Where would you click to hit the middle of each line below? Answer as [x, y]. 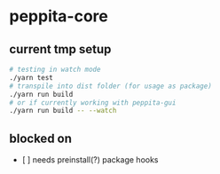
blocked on [41, 138]
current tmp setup [60, 49]
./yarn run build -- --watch [63, 111]
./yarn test [31, 77]
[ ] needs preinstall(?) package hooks [90, 160]
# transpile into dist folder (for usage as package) [111, 86]
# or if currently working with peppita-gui [93, 103]
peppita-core [59, 16]
